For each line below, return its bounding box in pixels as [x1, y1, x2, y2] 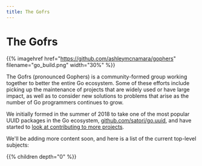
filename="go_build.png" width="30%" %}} [6, 61, 116, 68]
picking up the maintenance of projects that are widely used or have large [6, 86, 191, 93]
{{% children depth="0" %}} [6, 153, 77, 160]
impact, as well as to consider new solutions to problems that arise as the [6, 92, 189, 100]
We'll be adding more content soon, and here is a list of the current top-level [6, 135, 197, 142]
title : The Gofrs [6, 8, 50, 15]
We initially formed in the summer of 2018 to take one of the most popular [6, 110, 190, 118]
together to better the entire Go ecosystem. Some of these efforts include [6, 79, 190, 86]
